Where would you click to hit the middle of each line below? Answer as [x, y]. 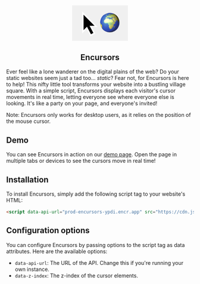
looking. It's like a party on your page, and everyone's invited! [82, 103]
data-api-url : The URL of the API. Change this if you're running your [99, 263]
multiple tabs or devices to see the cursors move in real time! [81, 161]
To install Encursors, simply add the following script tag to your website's [96, 194]
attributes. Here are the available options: [57, 251]
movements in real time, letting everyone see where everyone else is [90, 97]
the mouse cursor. [29, 121]
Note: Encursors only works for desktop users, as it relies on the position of [99, 115]
